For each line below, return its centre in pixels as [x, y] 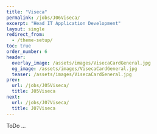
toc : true [19, 46]
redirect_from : [26, 35]
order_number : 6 [27, 52]
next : [13, 97]
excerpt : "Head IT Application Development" [64, 23]
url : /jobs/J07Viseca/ [40, 102]
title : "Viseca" [27, 12]
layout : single [26, 29]
